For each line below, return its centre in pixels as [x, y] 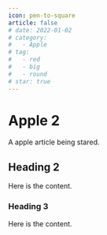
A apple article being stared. [54, 142]
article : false [33, 23]
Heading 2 [34, 167]
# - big [24, 67]
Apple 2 [34, 120]
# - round [28, 74]
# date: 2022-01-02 [40, 30]
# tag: [19, 52]
